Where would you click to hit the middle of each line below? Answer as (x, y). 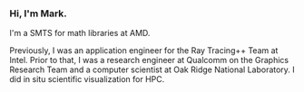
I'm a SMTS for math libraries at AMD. (80, 33)
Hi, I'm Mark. (39, 14)
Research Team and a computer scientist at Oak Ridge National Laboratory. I (152, 69)
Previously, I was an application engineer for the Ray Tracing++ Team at (144, 51)
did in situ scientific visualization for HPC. (87, 79)
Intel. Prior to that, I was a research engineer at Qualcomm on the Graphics (149, 60)
